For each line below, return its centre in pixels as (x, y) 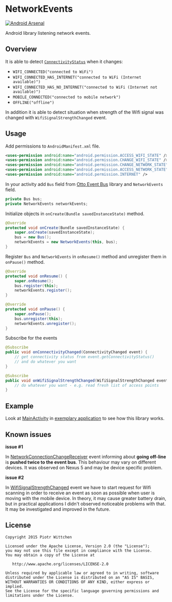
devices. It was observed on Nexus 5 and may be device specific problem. (84, 467)
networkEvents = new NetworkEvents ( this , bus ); (66, 242)
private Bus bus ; (24, 199)
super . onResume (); (34, 281)
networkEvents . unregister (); (46, 323)
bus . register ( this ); (36, 286)
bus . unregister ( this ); (39, 319)
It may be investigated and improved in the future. (58, 509)
